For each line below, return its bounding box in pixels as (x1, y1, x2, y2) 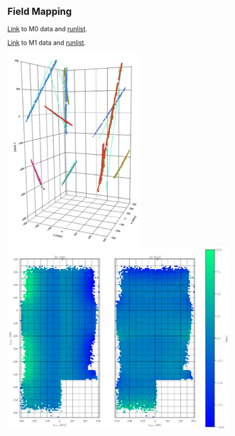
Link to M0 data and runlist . (7, 24, 87, 33)
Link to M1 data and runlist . (7, 38, 87, 47)
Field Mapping (7, 6, 72, 18)
